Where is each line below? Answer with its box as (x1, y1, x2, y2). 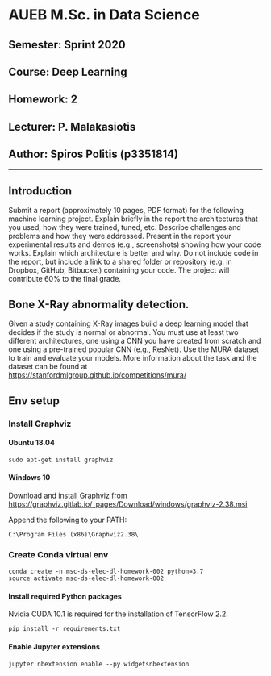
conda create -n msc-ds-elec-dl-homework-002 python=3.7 (8, 567, 204, 576)
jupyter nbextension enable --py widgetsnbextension (8, 660, 190, 668)
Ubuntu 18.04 (8, 438, 55, 448)
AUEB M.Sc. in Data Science (8, 6, 200, 24)
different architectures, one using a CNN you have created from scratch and (8, 336, 261, 346)
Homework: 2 (8, 93, 78, 106)
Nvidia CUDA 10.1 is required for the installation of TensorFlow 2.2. (8, 609, 228, 619)
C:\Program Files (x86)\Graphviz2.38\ (8, 530, 139, 538)
